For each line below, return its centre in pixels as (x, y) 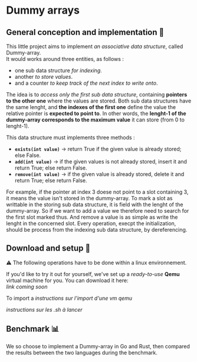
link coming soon (27, 286)
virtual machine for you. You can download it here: (67, 280)
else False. (28, 155)
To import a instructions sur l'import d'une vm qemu (69, 298)
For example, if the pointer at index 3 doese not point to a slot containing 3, (97, 192)
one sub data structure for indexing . (58, 71)
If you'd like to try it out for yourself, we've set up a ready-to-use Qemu (93, 274)
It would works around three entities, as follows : (65, 59)
